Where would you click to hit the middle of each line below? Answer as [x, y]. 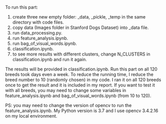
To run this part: [22, 7]
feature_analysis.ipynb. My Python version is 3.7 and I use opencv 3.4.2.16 [82, 110]
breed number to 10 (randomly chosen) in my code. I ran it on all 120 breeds [83, 80]
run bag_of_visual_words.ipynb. [45, 43]
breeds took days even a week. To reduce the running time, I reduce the [79, 74]
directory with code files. [38, 22]
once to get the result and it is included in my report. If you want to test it [80, 85]
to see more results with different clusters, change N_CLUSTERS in [81, 54]
